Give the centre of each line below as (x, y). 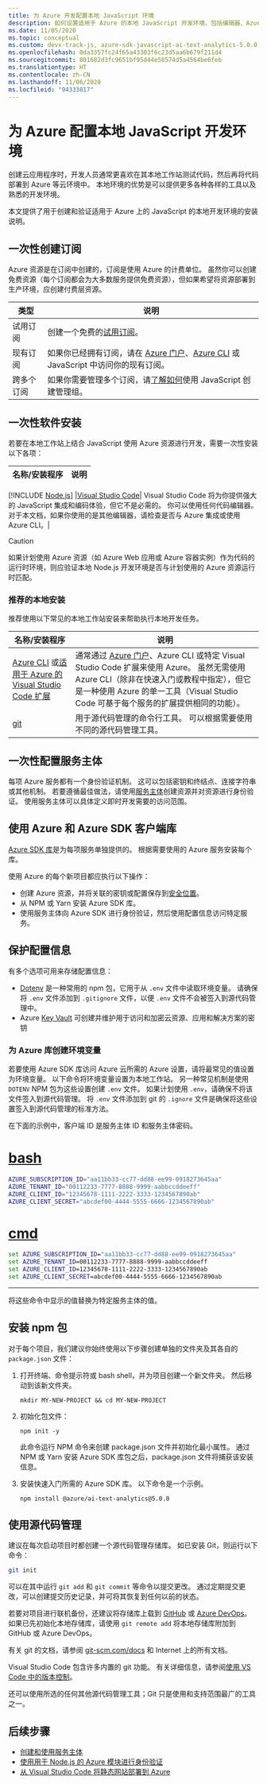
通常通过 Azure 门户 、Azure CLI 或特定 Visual (160, 656)
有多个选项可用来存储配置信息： (60, 971)
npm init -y (39, 1431)
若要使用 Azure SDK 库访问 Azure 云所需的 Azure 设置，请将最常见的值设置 (131, 1069)
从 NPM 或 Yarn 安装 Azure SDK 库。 (80, 903)
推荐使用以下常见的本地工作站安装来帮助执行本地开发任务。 (106, 619)
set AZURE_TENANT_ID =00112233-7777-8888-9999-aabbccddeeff (108, 1262)
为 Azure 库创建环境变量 (55, 1050)
